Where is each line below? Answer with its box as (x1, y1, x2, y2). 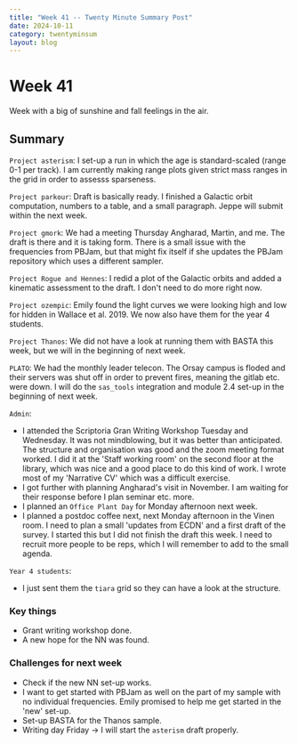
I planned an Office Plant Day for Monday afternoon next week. (21, 501, 258, 512)
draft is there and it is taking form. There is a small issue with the (9, 237, 246, 247)
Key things (9, 604, 57, 617)
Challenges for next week (9, 657, 123, 669)
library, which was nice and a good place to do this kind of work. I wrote (21, 464, 286, 473)
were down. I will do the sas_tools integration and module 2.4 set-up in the (9, 382, 285, 392)
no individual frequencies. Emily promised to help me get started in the (21, 696, 282, 707)
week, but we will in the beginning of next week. (9, 345, 186, 356)
